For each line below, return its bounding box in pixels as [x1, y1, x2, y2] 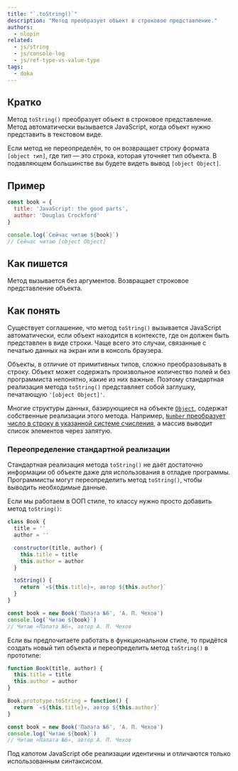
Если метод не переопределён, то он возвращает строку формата [7, 144, 210, 153]
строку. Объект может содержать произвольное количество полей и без [7, 368, 231, 376]
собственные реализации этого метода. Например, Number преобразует [7, 412, 226, 420]
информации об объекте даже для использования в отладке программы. [7, 468, 231, 477]
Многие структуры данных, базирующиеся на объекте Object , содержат [7, 404, 228, 413]
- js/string [13, 43, 50, 50]
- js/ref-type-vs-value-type [13, 57, 100, 64]
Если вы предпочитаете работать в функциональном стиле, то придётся [7, 636, 228, 644]
